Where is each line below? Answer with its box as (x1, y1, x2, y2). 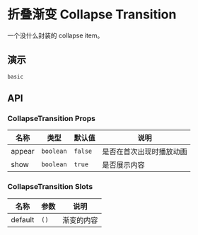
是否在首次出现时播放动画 (102, 147, 187, 156)
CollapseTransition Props (7, 114, 96, 124)
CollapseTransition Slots (7, 182, 93, 192)
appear (11, 147, 35, 156)
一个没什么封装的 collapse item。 (7, 31, 104, 40)
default (11, 214, 35, 224)
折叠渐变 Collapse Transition (7, 6, 177, 23)
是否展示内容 (102, 160, 145, 170)
